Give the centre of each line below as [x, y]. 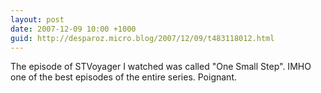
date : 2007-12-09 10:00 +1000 [73, 29]
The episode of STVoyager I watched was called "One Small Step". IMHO [161, 67]
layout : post [37, 19]
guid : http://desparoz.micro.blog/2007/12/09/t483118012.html [142, 38]
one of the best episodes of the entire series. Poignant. [123, 77]
